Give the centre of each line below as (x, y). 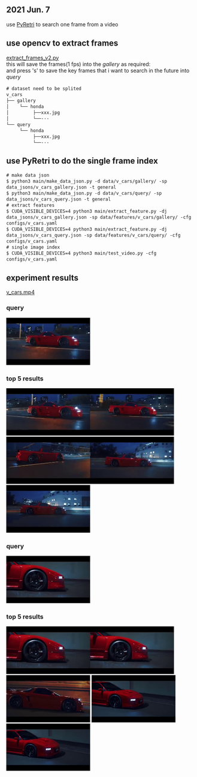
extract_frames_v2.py (33, 58)
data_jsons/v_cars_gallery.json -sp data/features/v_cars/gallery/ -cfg (99, 217)
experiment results (43, 277)
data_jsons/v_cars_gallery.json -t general (61, 187)
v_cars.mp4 (20, 292)
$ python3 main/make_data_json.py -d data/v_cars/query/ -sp (84, 193)
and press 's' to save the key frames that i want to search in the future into (98, 70)
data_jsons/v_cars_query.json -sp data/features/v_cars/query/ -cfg (93, 235)
